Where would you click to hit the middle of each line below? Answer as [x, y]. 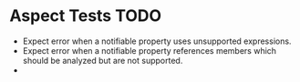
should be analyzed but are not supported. [103, 60]
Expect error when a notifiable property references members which [149, 50]
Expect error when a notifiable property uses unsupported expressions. [157, 41]
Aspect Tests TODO [86, 16]
